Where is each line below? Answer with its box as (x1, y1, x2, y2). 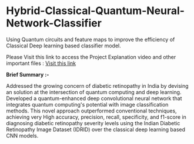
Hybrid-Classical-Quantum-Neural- (6, 4, 185, 18)
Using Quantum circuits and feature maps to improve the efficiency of (6, 36, 175, 43)
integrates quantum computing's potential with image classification (6, 101, 169, 108)
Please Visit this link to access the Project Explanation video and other (6, 53, 176, 60)
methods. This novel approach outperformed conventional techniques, (6, 107, 178, 114)
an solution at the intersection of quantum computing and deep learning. (6, 88, 182, 95)
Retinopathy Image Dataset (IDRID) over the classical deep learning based (6, 126, 186, 133)
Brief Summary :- (6, 71, 49, 78)
